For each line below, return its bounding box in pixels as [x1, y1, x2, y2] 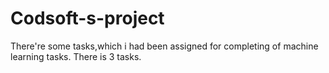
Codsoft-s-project [10, 7, 165, 30]
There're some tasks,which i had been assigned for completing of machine [10, 40, 319, 52]
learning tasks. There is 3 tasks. [10, 50, 142, 62]
